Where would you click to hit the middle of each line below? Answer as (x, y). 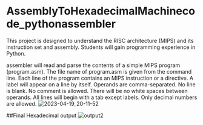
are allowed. (22, 103)
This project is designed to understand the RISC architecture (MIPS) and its (100, 40)
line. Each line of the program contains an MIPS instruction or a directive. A (100, 78)
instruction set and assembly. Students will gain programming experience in (101, 47)
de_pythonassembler (61, 24)
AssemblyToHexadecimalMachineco (101, 11)
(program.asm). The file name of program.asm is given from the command (99, 71)
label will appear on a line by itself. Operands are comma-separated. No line (101, 84)
